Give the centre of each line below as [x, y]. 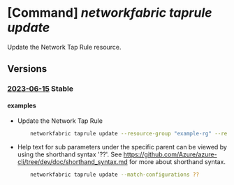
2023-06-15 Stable [41, 89]
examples [22, 105]
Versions [27, 69]
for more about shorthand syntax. [177, 162]
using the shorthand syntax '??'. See [70, 154]
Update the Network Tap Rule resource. [64, 47]
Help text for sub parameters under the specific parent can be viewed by [122, 147]
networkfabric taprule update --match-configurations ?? [115, 175]
